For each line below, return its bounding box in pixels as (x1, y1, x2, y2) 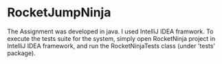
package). (7, 49, 36, 57)
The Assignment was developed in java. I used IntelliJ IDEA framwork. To (7, 27, 214, 35)
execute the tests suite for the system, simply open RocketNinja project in (7, 34, 215, 42)
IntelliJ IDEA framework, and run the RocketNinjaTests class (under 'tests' (7, 42, 216, 50)
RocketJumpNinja (7, 5, 111, 20)
